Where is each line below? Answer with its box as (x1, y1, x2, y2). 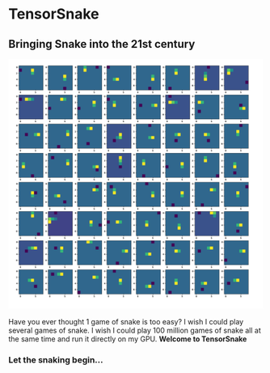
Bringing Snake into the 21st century (8, 37, 196, 51)
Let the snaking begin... (8, 354, 103, 366)
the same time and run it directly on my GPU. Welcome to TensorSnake (8, 334, 247, 344)
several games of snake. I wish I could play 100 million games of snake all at (8, 325, 261, 336)
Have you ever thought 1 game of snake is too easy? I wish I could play (8, 317, 244, 327)
